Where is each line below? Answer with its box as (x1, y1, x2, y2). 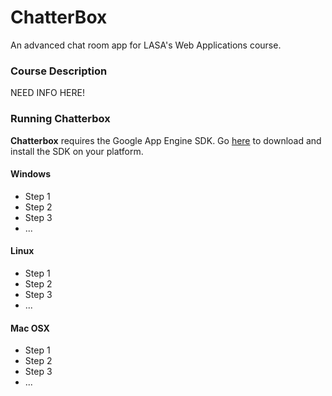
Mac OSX (10, 322, 50, 334)
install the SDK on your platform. (10, 145, 144, 157)
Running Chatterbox (10, 112, 111, 126)
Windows (10, 168, 51, 180)
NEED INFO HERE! (10, 87, 85, 99)
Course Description (10, 64, 108, 78)
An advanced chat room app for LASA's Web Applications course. (10, 39, 282, 51)
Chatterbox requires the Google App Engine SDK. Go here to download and (10, 134, 322, 146)
